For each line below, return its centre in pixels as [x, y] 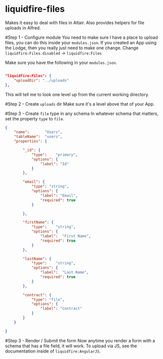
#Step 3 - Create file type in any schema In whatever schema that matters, [82, 113]
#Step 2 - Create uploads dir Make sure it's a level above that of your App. [80, 104]
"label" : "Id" [54, 164]
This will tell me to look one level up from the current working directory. [77, 94]
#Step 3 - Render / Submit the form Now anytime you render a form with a [80, 340]
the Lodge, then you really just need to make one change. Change [72, 48]
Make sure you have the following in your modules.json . [61, 62]
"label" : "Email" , [59, 195]
